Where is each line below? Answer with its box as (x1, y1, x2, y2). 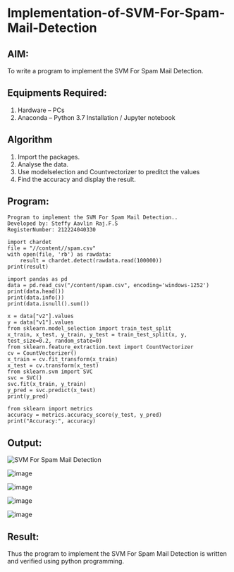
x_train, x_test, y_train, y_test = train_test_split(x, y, (7, 331, 188, 339)
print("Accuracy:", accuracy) (7, 418, 97, 425)
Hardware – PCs (17, 106, 65, 114)
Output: (7, 437, 42, 449)
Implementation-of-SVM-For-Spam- (7, 5, 226, 21)
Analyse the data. (17, 160, 69, 169)
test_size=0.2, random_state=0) (7, 337, 102, 345)
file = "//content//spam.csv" (7, 245, 97, 252)
